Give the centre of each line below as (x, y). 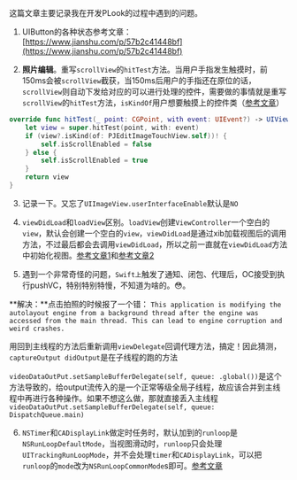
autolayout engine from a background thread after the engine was (134, 313)
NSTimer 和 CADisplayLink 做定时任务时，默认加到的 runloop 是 (130, 432)
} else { (41, 152)
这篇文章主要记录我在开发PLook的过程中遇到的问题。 (106, 13)
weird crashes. (37, 329)
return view (47, 177)
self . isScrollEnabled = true (95, 161)
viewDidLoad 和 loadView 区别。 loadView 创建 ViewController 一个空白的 (146, 222)
